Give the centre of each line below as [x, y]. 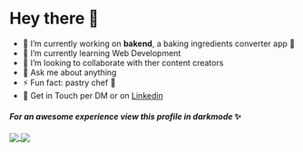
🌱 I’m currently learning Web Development [102, 52]
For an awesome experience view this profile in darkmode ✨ [126, 116]
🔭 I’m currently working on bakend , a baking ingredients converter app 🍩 [159, 43]
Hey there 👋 [54, 19]
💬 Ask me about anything [69, 72]
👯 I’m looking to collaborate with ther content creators [123, 62]
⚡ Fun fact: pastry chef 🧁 [69, 82]
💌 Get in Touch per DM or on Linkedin [93, 95]
